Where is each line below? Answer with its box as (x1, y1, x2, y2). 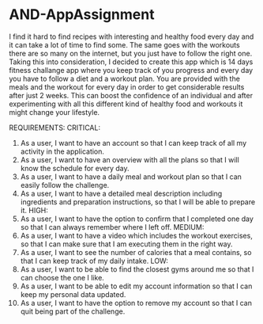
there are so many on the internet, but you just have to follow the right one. (9, 48, 253, 58)
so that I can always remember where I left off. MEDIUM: (20, 222, 205, 231)
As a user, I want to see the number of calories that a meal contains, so (20, 247, 252, 257)
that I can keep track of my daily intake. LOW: (20, 256, 168, 265)
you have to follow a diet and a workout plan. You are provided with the (9, 74, 240, 83)
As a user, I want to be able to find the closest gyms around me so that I (20, 264, 254, 274)
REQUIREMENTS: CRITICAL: (9, 123, 101, 132)
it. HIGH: (20, 205, 48, 215)
